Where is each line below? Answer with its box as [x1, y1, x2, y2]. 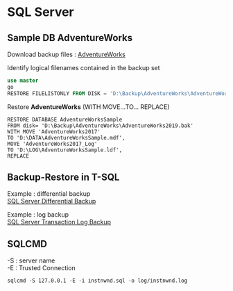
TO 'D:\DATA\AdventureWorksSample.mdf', [7, 134, 126, 141]
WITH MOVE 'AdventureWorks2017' [7, 128, 101, 135]
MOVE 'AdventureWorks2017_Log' [7, 140, 98, 147]
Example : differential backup [7, 190, 91, 198]
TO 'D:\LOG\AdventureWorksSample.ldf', [7, 147, 123, 153]
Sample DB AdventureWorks [7, 32, 133, 44]
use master [7, 77, 39, 84]
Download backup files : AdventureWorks [7, 50, 126, 58]
